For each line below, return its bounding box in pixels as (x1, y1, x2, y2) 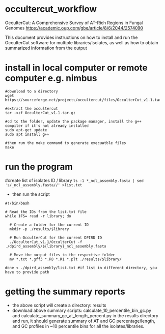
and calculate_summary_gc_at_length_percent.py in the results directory (12, 312, 159, 318)
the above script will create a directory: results (12, 302, 107, 308)
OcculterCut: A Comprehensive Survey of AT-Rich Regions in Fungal (5, 20, 143, 26)
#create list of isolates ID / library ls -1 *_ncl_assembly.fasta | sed (5, 177, 144, 183)
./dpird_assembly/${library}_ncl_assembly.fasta (5, 243, 107, 249)
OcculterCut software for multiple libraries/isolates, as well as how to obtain (5, 39, 159, 45)
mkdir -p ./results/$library (9, 226, 69, 232)
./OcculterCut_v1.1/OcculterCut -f (9, 240, 82, 244)
